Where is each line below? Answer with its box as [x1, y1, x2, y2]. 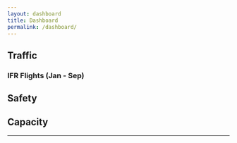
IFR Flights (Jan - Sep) [7, 70, 85, 80]
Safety [7, 92, 37, 104]
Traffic [7, 49, 37, 61]
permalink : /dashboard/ [7, 23, 78, 30]
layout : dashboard [7, 10, 61, 18]
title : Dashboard [7, 17, 59, 24]
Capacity [7, 116, 49, 128]
